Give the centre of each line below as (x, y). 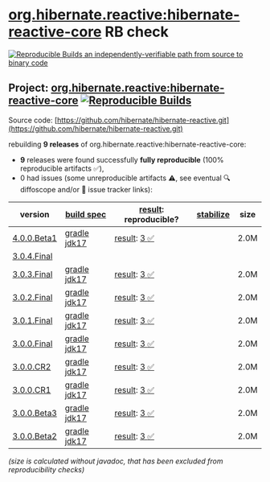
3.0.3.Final (33, 274)
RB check (136, 32)
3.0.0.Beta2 (35, 436)
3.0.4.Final (33, 256)
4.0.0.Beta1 (35, 237)
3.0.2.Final (33, 297)
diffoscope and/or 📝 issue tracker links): (86, 189)
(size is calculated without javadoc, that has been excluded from (116, 461)
